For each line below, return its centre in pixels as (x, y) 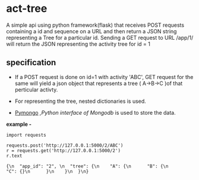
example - (19, 124)
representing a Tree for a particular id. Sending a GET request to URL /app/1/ (100, 37)
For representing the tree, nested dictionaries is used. (80, 101)
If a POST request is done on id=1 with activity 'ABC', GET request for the (104, 77)
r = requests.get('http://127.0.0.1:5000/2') (63, 150)
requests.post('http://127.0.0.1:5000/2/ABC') (65, 145)
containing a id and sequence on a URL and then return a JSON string (91, 31)
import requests (26, 135)
